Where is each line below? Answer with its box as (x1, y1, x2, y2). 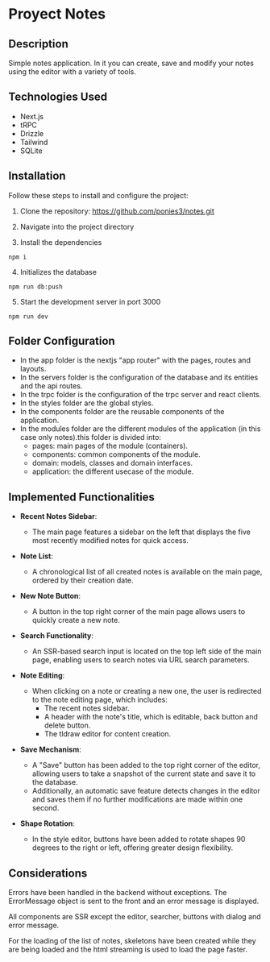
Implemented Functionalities (8, 490, 156, 504)
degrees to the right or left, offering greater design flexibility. (31, 843, 234, 852)
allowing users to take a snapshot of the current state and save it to (31, 769, 256, 778)
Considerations (8, 866, 88, 880)
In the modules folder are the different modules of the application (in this (19, 424, 261, 433)
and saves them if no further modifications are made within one (31, 794, 243, 804)
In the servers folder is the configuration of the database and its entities (19, 372, 259, 383)
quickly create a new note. (31, 616, 121, 625)
